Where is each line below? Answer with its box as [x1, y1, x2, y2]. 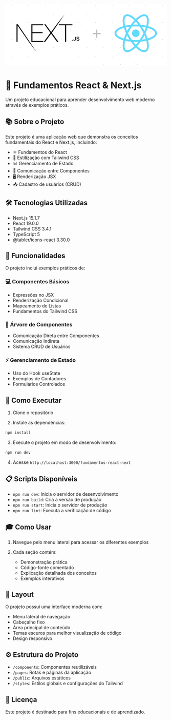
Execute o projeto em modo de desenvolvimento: [12, 439, 117, 445]
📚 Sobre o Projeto [5, 118, 65, 126]
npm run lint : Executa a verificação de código [12, 507, 111, 513]
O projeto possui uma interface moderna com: [5, 604, 102, 610]
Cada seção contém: [12, 549, 57, 555]
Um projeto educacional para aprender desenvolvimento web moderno [5, 96, 155, 103]
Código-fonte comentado [20, 564, 74, 571]
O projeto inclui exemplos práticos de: [5, 265, 85, 271]
